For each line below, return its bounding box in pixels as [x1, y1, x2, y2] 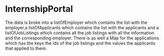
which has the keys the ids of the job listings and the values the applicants [5, 40, 156, 46]
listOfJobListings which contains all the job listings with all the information [5, 30, 155, 36]
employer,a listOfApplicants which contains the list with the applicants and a [5, 24, 159, 30]
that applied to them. [5, 45, 47, 51]
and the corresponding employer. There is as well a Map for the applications [5, 35, 160, 41]
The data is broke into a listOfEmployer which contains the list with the [5, 19, 147, 25]
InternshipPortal [5, 3, 73, 15]
